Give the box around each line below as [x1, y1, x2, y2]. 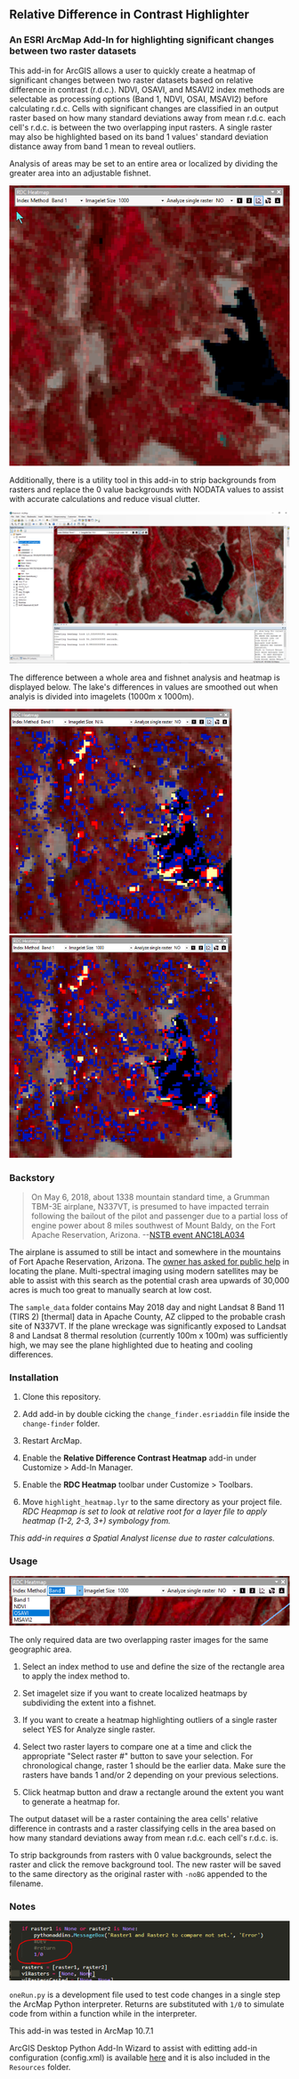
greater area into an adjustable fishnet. [9, 167, 151, 178]
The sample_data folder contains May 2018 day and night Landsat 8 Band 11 [9, 1301, 285, 1312]
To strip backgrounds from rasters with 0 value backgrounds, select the [9, 1849, 272, 1860]
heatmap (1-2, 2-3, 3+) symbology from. [21, 1516, 171, 1526]
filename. [9, 1878, 44, 1889]
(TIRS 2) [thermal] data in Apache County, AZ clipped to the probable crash [9, 1311, 287, 1322]
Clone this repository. [21, 1392, 101, 1403]
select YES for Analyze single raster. [21, 1724, 156, 1735]
